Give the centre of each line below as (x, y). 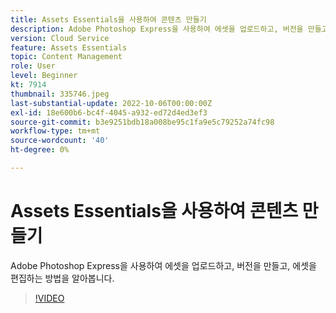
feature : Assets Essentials (69, 47)
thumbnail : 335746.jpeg (60, 94)
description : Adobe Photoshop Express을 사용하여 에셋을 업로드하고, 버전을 (157, 29)
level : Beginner (44, 76)
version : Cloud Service (60, 38)
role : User (33, 66)
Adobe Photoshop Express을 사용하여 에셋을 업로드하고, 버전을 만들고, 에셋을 (163, 265)
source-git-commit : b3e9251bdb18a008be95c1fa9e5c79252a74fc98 (142, 122)
